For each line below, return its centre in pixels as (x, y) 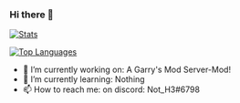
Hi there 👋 (32, 15)
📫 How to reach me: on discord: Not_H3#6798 (111, 89)
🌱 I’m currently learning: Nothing (83, 79)
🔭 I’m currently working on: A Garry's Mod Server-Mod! (126, 70)
